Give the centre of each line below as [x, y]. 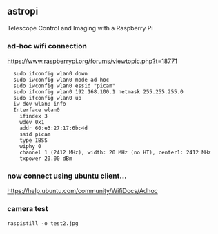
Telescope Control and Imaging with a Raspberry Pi [80, 28]
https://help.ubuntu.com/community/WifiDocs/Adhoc [83, 191]
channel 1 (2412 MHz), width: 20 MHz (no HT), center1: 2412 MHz [116, 153]
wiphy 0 [30, 147]
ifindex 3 [34, 116]
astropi [23, 11]
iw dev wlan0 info [40, 104]
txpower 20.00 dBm [46, 159]
